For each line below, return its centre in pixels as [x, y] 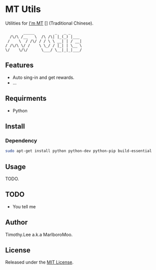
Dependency [21, 141]
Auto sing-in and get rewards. [43, 77]
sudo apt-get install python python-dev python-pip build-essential [79, 151]
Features [19, 65]
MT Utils [23, 9]
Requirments [26, 99]
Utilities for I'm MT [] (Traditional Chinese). [50, 23]
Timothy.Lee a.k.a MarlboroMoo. [39, 234]
